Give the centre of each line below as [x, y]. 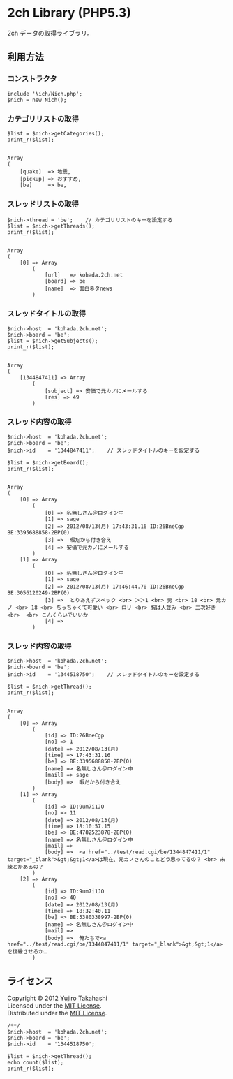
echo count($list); [36, 1062]
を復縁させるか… [27, 952]
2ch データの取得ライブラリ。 [50, 33]
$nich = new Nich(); [37, 100]
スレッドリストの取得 [43, 204]
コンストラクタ [32, 79]
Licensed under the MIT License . [54, 1005]
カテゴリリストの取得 [43, 119]
